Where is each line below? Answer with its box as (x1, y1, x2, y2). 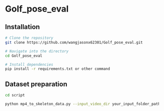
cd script (5, 93, 25, 98)
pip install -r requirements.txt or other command (5, 66, 110, 71)
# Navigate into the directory (5, 48, 69, 54)
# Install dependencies (5, 62, 54, 67)
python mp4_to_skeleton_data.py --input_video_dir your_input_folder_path (5, 101, 161, 106)
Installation (5, 23, 40, 31)
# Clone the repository (5, 35, 54, 40)
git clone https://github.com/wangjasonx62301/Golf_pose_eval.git (5, 40, 143, 45)
